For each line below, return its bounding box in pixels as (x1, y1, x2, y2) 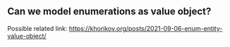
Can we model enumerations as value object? (7, 6, 212, 18)
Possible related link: (7, 24, 68, 32)
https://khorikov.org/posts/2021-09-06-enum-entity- (68, 24, 223, 32)
